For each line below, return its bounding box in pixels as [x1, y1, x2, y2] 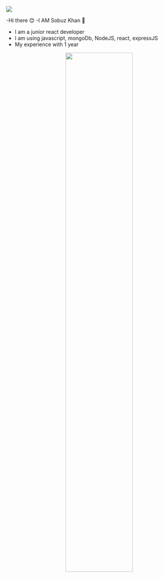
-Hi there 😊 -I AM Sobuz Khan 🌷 [6, 17, 86, 24]
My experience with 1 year [14, 41, 79, 48]
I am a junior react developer [14, 28, 85, 35]
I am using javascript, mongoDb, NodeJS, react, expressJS [14, 35, 158, 41]
